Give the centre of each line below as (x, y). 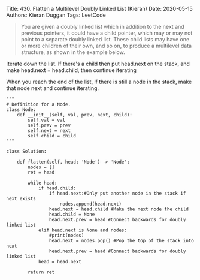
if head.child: (57, 188)
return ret (41, 272)
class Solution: (26, 152)
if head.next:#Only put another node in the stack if (117, 194)
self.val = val (47, 120)
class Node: (21, 110)
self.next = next (49, 131)
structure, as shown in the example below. (73, 52)
